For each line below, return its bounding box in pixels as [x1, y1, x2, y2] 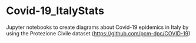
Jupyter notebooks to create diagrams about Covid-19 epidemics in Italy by [6, 24, 189, 31]
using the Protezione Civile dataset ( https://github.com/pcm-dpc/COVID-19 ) [6, 29, 191, 37]
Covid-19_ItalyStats [6, 4, 105, 18]
